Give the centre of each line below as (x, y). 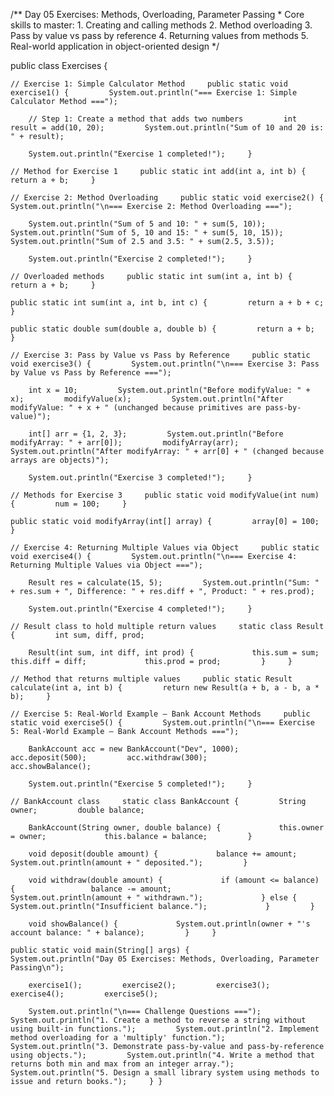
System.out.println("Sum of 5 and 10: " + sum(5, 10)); (147, 224)
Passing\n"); (37, 968)
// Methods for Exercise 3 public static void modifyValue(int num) (165, 495)
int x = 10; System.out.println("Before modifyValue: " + (169, 390)
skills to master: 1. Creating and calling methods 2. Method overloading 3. (161, 25)
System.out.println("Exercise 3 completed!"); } (140, 478)
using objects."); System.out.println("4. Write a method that (162, 1055)
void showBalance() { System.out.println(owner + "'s (169, 924)
